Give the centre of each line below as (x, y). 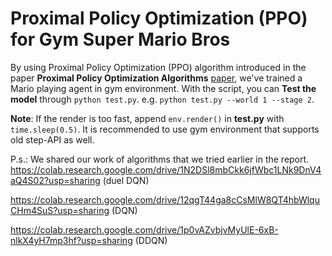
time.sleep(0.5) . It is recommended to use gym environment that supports (165, 129)
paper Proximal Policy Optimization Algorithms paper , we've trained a (156, 78)
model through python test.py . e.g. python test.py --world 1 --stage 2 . (162, 99)
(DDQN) (151, 240)
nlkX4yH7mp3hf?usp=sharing (71, 240)
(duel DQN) (126, 180)
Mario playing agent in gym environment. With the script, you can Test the (163, 88)
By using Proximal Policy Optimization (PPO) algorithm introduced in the (158, 67)
